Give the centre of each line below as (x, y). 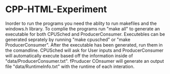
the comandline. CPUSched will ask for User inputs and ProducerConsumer (84, 50)
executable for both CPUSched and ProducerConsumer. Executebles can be (85, 34)
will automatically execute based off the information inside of (69, 55)
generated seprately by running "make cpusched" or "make (68, 40)
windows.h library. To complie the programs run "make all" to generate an (83, 28)
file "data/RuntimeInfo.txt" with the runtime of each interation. (70, 66)
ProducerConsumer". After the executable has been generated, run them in (84, 45)
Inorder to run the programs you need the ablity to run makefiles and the (81, 23)
